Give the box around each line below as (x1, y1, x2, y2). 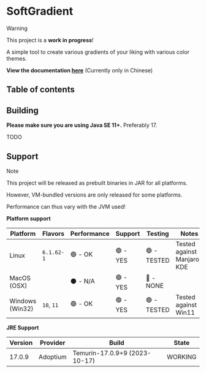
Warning (6, 24, 28, 32)
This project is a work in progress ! (6, 36, 94, 43)
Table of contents (6, 85, 75, 95)
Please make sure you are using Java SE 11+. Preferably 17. (6, 121, 158, 129)
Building (6, 105, 39, 116)
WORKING (166, 352, 197, 361)
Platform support (6, 214, 51, 222)
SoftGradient (6, 4, 74, 18)
